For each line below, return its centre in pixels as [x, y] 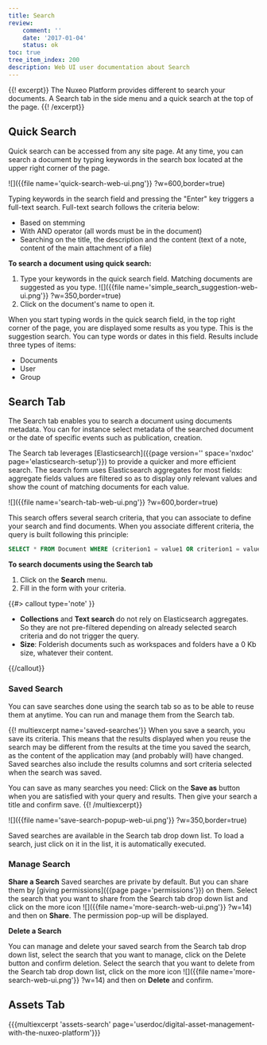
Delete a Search [35, 931]
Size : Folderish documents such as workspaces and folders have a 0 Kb [138, 644]
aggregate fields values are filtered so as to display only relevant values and [133, 478]
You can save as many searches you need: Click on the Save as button [124, 788]
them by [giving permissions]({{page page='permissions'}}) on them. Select [133, 890]
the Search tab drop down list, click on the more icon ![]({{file [108, 971]
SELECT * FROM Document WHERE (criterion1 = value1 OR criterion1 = [124, 549]
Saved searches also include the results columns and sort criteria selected [130, 764]
